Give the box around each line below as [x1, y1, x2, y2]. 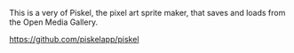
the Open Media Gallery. [9, 17, 99, 27]
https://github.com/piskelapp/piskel [9, 34, 139, 44]
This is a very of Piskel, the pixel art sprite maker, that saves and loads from [9, 8, 286, 18]
